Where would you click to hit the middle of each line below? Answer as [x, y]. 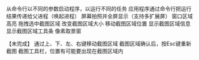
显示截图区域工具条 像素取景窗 [44, 31]
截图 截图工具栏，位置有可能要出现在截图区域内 [65, 51]
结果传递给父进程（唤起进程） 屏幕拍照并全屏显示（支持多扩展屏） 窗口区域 [99, 16]
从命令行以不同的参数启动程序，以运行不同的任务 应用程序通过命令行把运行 [99, 9]
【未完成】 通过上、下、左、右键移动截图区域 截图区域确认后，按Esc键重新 [99, 44]
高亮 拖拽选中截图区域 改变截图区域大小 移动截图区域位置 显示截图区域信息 [98, 23]
